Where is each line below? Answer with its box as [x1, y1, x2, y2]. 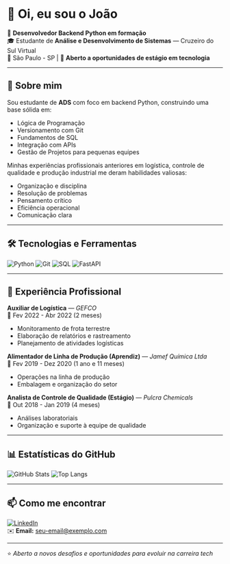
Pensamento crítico [16, 196, 72, 204]
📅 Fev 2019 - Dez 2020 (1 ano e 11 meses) [7, 360, 125, 368]
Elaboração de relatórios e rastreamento [16, 332, 131, 340]
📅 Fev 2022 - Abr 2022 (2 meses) [7, 311, 103, 319]
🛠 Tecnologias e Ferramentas [7, 238, 137, 249]
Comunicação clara [16, 210, 73, 219]
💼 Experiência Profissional [7, 286, 122, 297]
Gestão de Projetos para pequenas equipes [16, 147, 140, 156]
